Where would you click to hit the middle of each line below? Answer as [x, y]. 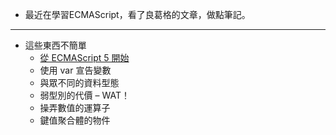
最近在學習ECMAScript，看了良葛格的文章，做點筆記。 [137, 14]
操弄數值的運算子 [75, 107]
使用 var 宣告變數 [75, 70]
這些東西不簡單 [55, 45]
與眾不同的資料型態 [79, 82]
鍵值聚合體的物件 [75, 120]
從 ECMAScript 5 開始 [84, 57]
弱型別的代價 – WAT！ [84, 95]
